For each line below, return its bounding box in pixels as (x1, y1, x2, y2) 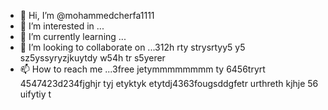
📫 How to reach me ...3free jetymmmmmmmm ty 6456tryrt (19, 63, 266, 75)
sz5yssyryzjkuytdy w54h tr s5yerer (19, 52, 166, 64)
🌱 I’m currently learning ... (19, 31, 127, 42)
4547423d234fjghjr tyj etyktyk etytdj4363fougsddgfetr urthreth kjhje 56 (19, 78, 319, 89)
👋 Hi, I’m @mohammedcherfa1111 (19, 10, 155, 21)
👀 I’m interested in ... (19, 20, 105, 32)
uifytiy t (19, 88, 52, 100)
